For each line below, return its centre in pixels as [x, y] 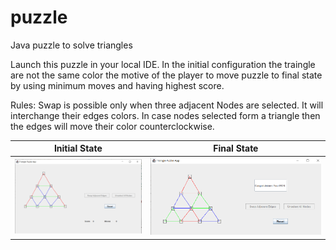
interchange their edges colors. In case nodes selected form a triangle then [165, 115]
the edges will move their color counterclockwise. [112, 126]
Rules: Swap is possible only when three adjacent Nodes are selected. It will [167, 105]
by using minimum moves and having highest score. [117, 85]
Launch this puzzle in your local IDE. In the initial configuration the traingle [163, 64]
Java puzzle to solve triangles [71, 45]
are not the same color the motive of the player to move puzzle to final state [166, 75]
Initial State [78, 148]
